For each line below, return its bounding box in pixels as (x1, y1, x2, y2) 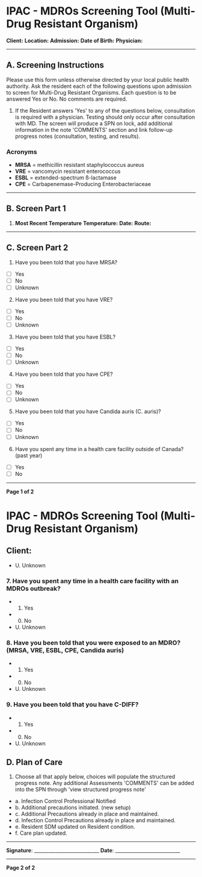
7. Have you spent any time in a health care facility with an (6, 576, 179, 585)
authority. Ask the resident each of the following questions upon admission (6, 83, 192, 90)
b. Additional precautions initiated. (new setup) (14, 804, 131, 811)
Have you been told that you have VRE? (14, 296, 113, 303)
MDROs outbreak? (6, 584, 61, 593)
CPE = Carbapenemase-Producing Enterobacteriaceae (14, 181, 151, 188)
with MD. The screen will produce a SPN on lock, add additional (14, 119, 173, 127)
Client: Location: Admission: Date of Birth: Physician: (6, 37, 143, 44)
